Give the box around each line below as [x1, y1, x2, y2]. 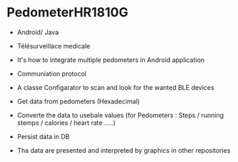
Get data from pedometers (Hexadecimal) [16, 97, 140, 106]
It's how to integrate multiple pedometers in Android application [16, 55, 205, 64]
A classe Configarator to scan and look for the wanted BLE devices [16, 83, 215, 91]
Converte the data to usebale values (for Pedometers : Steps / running [16, 111, 224, 119]
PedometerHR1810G [6, 4, 129, 21]
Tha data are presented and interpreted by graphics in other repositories [16, 146, 231, 154]
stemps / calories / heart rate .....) [16, 118, 116, 127]
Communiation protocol [16, 69, 86, 78]
